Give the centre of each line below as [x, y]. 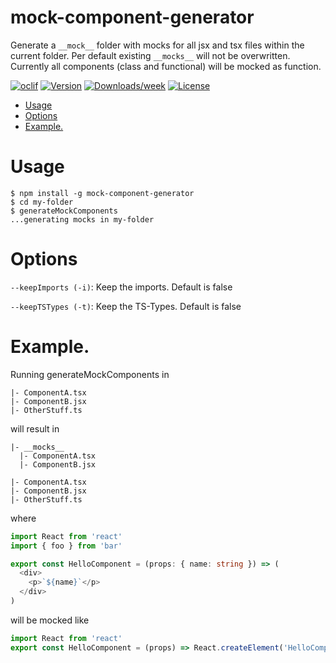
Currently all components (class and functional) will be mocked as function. [166, 66]
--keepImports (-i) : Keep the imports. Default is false [121, 287]
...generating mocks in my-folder [82, 219]
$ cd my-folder [42, 202]
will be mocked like [50, 620]
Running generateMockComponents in [90, 374]
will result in [35, 428]
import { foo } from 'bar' [66, 546]
